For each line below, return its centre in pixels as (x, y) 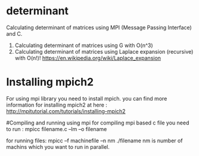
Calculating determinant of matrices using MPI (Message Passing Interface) (99, 27)
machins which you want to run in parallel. (58, 146)
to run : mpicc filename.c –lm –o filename (57, 129)
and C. (14, 33)
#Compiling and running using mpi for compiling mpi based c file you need (98, 123)
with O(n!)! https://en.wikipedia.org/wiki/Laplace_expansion (88, 58)
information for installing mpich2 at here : (57, 105)
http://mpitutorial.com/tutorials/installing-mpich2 (66, 111)
